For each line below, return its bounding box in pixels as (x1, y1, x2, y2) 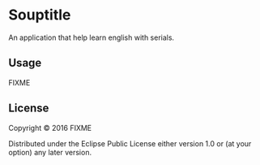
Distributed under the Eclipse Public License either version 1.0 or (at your (8, 138, 252, 148)
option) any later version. (8, 147, 92, 157)
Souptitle (8, 6, 71, 24)
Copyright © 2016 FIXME (8, 123, 92, 132)
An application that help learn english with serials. (8, 33, 175, 42)
